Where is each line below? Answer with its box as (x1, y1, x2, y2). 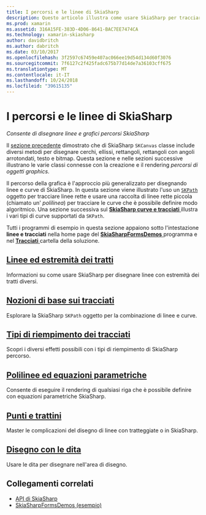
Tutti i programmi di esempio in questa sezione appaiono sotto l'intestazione (6, 224, 199, 231)
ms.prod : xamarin (6, 20, 51, 26)
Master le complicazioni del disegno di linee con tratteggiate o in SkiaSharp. (6, 427, 198, 434)
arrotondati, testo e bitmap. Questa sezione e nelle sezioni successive (6, 154, 183, 162)
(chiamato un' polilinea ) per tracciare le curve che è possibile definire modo (6, 199, 198, 206)
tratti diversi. (6, 277, 39, 285)
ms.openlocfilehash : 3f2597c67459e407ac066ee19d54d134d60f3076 (6, 55, 172, 61)
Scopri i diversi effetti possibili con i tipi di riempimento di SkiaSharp (6, 346, 178, 353)
